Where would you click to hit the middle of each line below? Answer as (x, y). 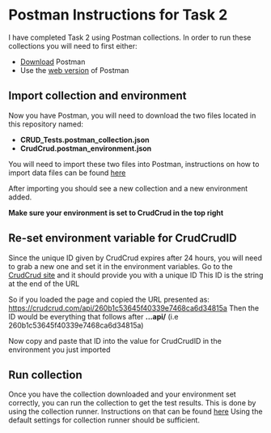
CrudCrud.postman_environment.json (86, 148)
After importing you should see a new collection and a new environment (128, 188)
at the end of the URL (44, 283)
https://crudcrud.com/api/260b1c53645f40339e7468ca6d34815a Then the (134, 308)
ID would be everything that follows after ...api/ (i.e (93, 316)
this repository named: (46, 124)
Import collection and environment (98, 96)
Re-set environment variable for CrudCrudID (123, 238)
